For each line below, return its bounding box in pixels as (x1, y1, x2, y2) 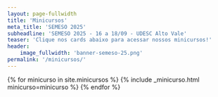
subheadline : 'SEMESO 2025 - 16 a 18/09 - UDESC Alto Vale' (7, 30, 188, 37)
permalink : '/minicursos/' (7, 56, 86, 63)
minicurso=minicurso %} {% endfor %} (7, 82, 121, 91)
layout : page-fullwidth (7, 10, 77, 18)
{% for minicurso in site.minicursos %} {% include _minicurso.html (7, 75, 200, 84)
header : (7, 43, 30, 50)
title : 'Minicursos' (7, 17, 68, 24)
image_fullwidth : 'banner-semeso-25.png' (20, 50, 143, 57)
